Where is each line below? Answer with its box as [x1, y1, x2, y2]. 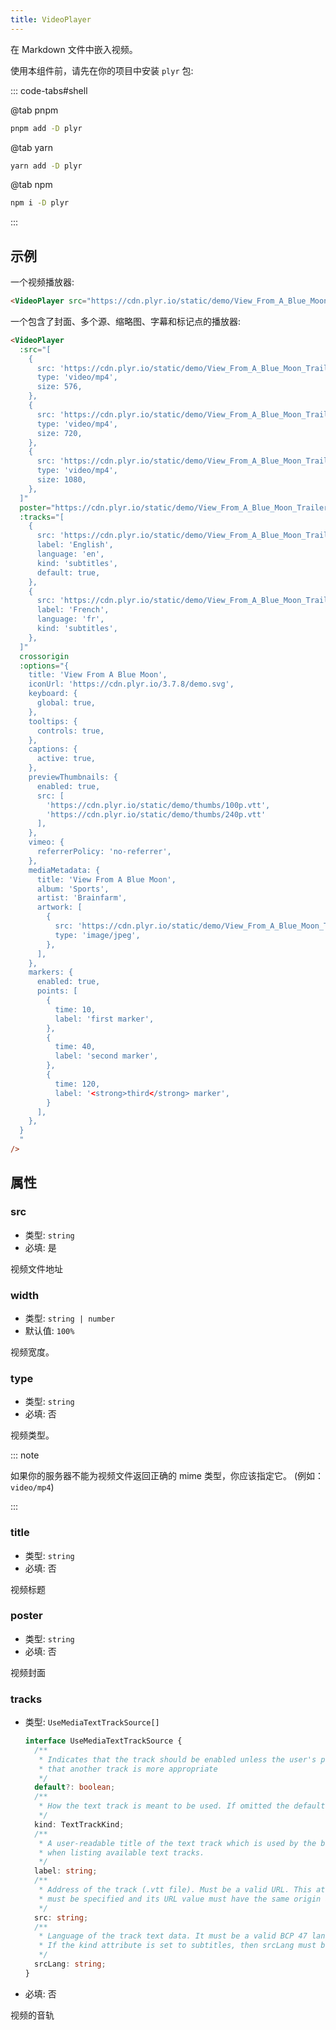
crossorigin [19, 651, 70, 661]
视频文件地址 [10, 1262, 63, 1275]
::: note [10, 1449, 40, 1461]
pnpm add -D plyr [10, 123, 83, 133]
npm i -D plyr [10, 198, 70, 208]
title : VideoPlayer [10, 14, 92, 25]
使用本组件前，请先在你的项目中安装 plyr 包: [10, 64, 194, 76]
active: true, [36, 754, 97, 764]
